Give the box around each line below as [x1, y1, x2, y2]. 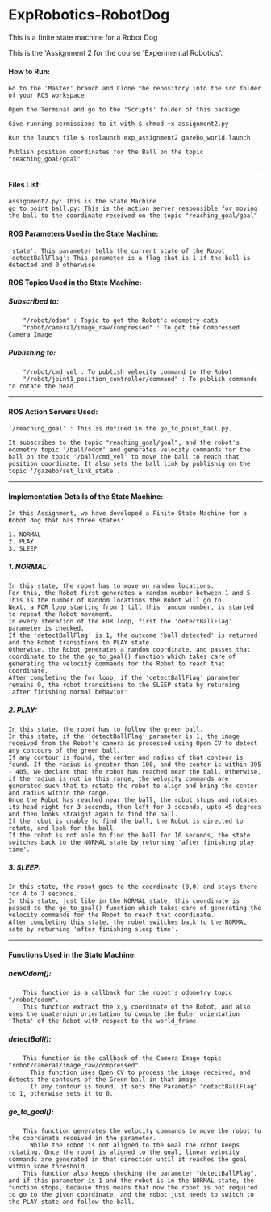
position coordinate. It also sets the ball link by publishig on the [8, 460, 251, 468]
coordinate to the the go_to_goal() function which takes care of [8, 652, 236, 661]
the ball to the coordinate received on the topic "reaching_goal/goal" [8, 212, 258, 220]
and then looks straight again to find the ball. [8, 810, 179, 819]
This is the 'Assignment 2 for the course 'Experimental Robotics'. [8, 48, 223, 57]
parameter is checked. [8, 624, 85, 633]
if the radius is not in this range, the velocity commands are [8, 775, 229, 783]
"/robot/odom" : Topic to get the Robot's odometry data [23, 317, 219, 325]
